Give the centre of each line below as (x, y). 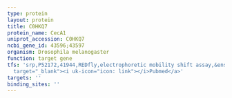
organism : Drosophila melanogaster (58, 52)
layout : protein (30, 20)
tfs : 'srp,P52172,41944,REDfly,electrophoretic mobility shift (100, 65)
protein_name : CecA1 (37, 33)
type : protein (28, 13)
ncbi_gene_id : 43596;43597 (46, 46)
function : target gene (40, 59)
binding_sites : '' (33, 84)
